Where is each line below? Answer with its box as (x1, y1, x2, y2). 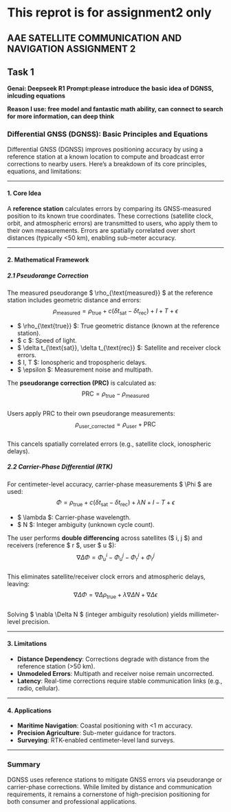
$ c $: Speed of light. (16, 337, 77, 345)
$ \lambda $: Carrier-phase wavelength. (16, 513, 131, 521)
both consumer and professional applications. (7, 797, 137, 805)
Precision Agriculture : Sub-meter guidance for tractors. (16, 729, 177, 737)
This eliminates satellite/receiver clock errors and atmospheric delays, (7, 572, 206, 581)
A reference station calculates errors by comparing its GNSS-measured (7, 204, 212, 212)
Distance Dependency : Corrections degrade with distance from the (16, 655, 210, 664)
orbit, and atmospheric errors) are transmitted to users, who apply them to (7, 218, 218, 227)
